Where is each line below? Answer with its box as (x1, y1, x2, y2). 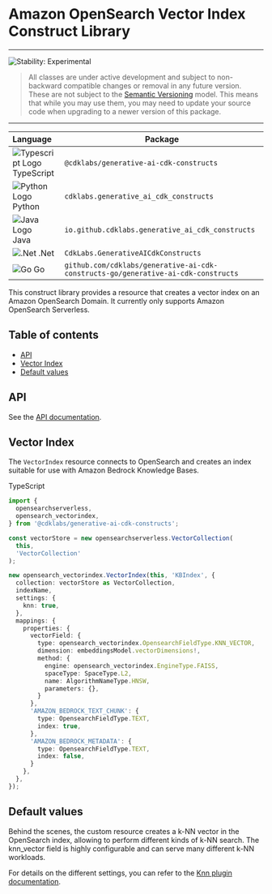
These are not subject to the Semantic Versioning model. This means (28, 89, 259, 99)
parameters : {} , (44, 684, 100, 693)
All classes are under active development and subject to (28, 72, 216, 82)
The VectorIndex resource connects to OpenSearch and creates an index (8, 457, 252, 467)
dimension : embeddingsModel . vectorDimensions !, (37, 647, 201, 655)
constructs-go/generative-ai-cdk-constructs (64, 268, 239, 278)
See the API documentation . (8, 412, 102, 421)
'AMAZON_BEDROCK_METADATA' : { (29, 737, 132, 746)
